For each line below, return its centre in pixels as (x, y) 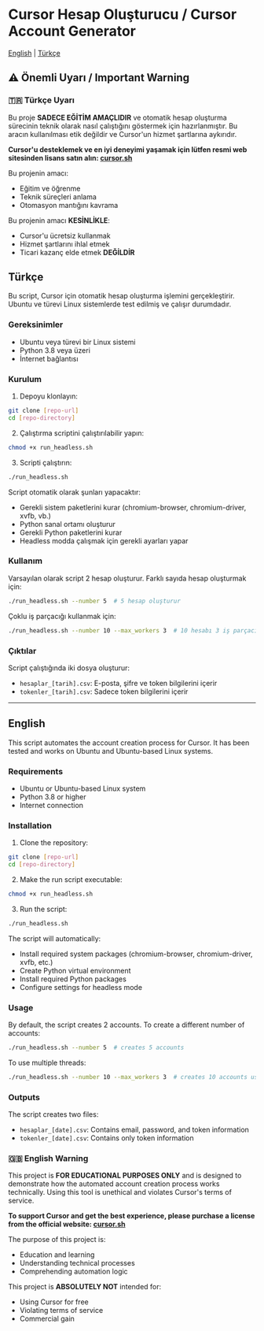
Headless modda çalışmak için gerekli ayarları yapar (104, 540)
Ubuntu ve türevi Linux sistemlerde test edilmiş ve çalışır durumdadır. (120, 304)
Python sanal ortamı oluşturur (68, 524)
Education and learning (57, 1255)
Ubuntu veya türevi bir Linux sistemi (77, 342)
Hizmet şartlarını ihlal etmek (64, 244)
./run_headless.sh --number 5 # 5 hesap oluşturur (94, 601)
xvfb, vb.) (35, 515)
